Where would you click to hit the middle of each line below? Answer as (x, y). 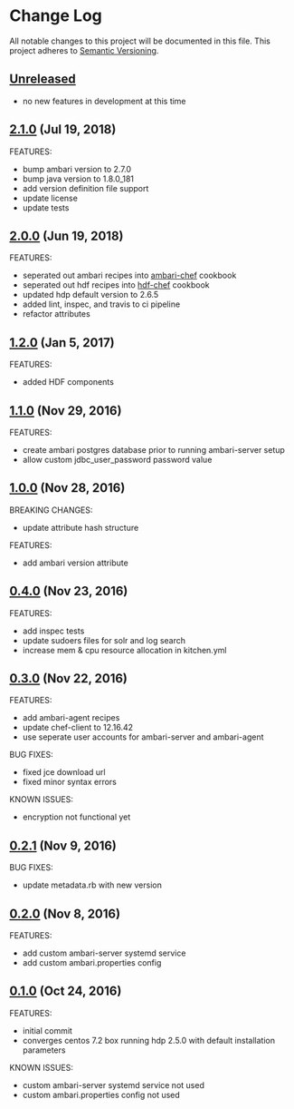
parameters (44, 1050)
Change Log (56, 16)
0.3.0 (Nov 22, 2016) (69, 678)
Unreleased (43, 79)
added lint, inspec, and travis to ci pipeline (101, 304)
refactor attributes (56, 314)
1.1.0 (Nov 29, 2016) (66, 411)
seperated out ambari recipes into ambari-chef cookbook (129, 275)
